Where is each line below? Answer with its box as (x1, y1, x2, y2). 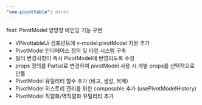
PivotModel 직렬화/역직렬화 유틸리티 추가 (15, 92, 114, 100)
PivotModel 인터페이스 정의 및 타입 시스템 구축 (15, 47, 127, 54)
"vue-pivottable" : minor (6, 8, 69, 15)
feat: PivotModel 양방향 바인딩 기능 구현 (6, 26, 103, 33)
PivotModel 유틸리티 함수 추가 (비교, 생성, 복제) (15, 77, 129, 84)
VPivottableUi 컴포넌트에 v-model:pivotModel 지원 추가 (15, 39, 150, 46)
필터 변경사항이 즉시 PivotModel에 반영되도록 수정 (15, 54, 135, 61)
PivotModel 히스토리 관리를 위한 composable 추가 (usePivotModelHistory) (15, 84, 197, 92)
